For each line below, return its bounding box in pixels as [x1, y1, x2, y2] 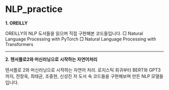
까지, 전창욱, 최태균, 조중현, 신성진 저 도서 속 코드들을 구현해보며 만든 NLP [5, 73, 150, 79]
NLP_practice [5, 3, 63, 15]
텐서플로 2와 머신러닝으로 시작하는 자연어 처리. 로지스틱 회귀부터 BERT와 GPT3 [5, 66, 161, 73]
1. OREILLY [5, 20, 28, 26]
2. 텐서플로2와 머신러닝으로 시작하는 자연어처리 [5, 56, 98, 62]
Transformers [5, 41, 34, 47]
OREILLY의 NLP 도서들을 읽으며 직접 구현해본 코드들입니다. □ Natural [5, 30, 143, 36]
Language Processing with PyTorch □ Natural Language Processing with [5, 36, 156, 42]
